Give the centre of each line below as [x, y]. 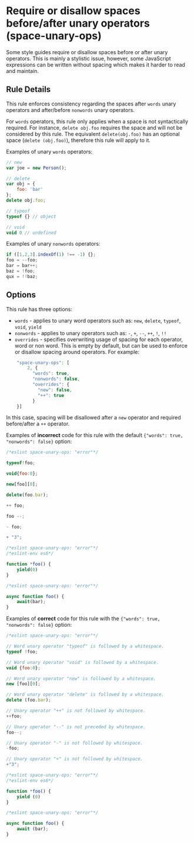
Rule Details [29, 90]
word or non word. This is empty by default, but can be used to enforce [101, 345]
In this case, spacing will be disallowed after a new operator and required [93, 418]
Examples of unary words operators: [49, 151]
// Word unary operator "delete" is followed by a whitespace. [85, 695]
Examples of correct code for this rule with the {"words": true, [83, 619]
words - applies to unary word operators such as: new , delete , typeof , [98, 320]
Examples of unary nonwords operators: [53, 244]
